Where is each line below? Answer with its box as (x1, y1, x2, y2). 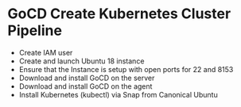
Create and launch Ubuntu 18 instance (18, 56, 145, 66)
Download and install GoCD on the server (18, 73, 155, 82)
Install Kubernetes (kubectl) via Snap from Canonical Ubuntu (18, 90, 218, 99)
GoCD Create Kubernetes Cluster (7, 5, 231, 23)
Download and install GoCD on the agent (18, 81, 153, 91)
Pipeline (7, 21, 63, 40)
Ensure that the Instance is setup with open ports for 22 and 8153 (18, 64, 234, 74)
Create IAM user (18, 48, 73, 57)
